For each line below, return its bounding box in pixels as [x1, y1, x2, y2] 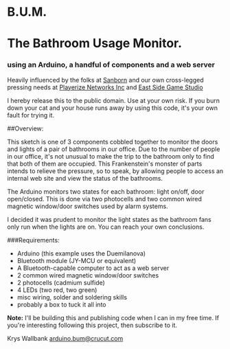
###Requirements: [7, 236, 60, 244]
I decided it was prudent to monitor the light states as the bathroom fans [7, 215, 211, 223]
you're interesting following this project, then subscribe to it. [7, 321, 177, 329]
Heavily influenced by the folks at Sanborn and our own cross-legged [7, 76, 204, 84]
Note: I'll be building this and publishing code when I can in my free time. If [7, 313, 220, 322]
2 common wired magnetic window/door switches [16, 271, 159, 279]
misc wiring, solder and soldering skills [16, 293, 128, 301]
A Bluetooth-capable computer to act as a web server [16, 264, 170, 272]
